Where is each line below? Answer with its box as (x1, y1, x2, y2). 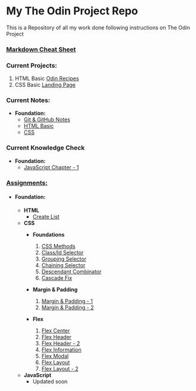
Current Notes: (6, 96, 51, 105)
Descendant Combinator (41, 268, 102, 275)
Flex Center (41, 327, 70, 334)
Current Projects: (6, 61, 58, 69)
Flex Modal (41, 352, 69, 359)
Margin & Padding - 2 (41, 304, 94, 311)
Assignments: (6, 178, 48, 187)
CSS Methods (41, 242, 76, 249)
